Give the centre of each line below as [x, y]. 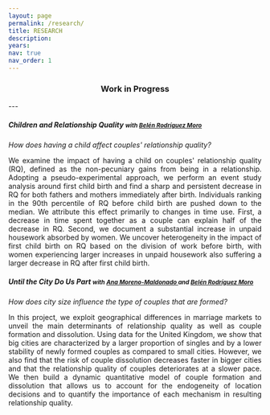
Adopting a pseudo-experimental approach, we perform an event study [135, 178]
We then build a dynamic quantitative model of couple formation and [135, 377]
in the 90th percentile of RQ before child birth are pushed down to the [135, 203]
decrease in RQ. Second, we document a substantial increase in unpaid [135, 229]
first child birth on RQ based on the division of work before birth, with [135, 246]
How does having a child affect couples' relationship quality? [110, 145]
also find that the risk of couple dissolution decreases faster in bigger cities [135, 360]
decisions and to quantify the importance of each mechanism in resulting [135, 394]
